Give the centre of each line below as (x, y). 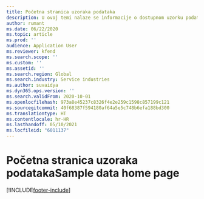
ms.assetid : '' (25, 68)
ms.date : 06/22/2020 (32, 29)
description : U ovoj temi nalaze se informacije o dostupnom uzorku (95, 18)
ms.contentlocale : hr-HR (38, 119)
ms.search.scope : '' (32, 57)
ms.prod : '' (21, 40)
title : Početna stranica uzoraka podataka (61, 12)
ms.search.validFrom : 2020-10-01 (49, 96)
